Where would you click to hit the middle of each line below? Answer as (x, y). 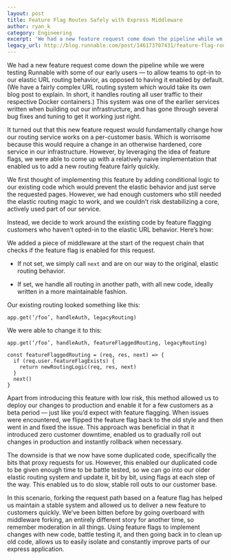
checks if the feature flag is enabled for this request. (81, 250)
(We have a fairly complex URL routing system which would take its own (109, 87)
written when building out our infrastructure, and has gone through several (113, 109)
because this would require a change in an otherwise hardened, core (104, 144)
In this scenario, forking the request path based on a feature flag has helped (115, 498)
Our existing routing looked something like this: (74, 305)
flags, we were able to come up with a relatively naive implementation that (112, 159)
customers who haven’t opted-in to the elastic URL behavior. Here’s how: (110, 229)
